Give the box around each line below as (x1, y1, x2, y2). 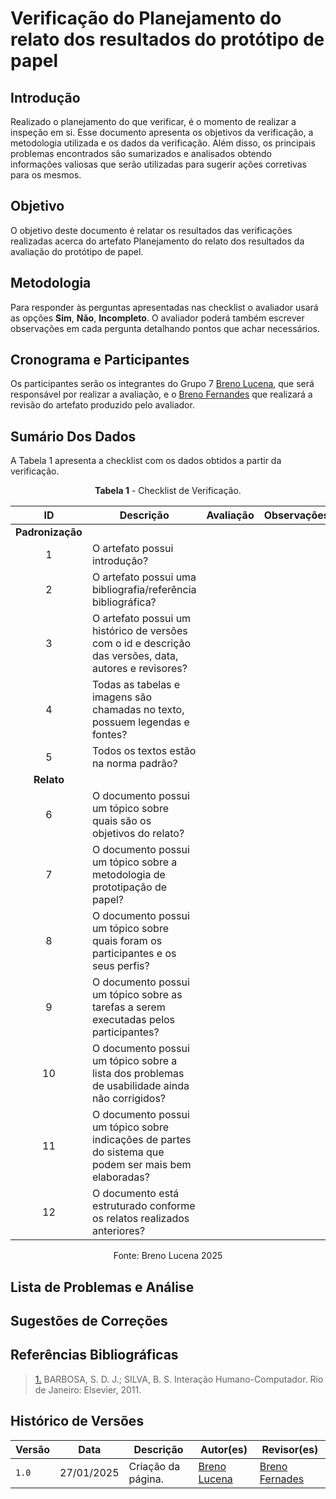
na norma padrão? (91, 757, 178, 771)
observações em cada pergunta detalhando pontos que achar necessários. (10, 322, 320, 334)
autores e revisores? (91, 662, 188, 676)
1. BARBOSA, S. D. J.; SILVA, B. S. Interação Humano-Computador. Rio (34, 1373, 324, 1385)
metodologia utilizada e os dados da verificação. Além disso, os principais (10, 137, 316, 149)
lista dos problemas (91, 1067, 185, 1081)
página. (128, 1472, 164, 1486)
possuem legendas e (91, 715, 190, 729)
